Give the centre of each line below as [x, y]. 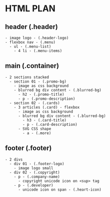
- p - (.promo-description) [47, 99]
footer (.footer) [29, 148]
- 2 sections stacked [27, 77]
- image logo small [34, 168]
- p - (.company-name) [37, 177]
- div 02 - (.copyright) [35, 172]
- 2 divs [14, 159]
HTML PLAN [30, 9]
